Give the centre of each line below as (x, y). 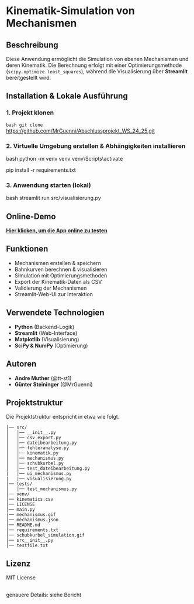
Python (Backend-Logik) (44, 327)
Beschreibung (32, 45)
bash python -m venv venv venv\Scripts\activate (65, 158)
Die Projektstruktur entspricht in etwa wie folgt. (63, 417)
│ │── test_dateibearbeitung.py (48, 469)
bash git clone (25, 125)
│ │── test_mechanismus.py (41, 489)
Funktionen (27, 249)
